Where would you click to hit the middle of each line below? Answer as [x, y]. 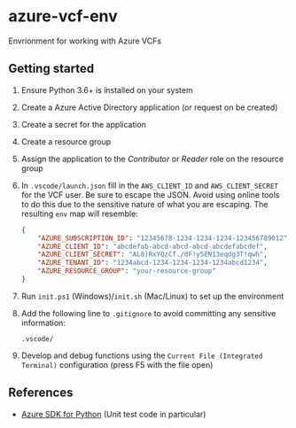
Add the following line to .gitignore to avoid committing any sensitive [148, 313]
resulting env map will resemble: [79, 214]
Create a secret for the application [84, 124]
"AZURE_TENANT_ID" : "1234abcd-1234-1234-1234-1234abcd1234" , [152, 263]
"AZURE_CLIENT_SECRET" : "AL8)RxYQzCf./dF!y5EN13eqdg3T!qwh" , [152, 254]
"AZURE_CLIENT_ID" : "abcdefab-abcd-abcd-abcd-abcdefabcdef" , [152, 246]
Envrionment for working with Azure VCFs [85, 41]
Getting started [51, 69]
